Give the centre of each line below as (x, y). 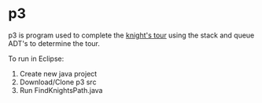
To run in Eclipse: (36, 59)
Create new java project (58, 73)
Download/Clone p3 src (58, 82)
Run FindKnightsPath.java (61, 90)
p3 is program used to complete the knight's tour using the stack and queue (131, 35)
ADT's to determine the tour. (54, 43)
